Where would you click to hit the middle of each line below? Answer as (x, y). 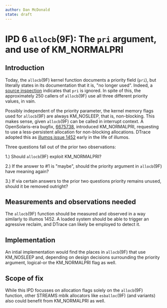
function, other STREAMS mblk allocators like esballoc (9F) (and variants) (80, 295)
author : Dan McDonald (28, 10)
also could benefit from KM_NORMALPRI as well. (55, 301)
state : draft (19, 14)
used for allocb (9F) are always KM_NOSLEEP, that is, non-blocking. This (80, 116)
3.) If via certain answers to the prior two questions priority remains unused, (83, 181)
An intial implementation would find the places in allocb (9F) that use (76, 252)
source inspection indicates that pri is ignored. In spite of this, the (73, 91)
